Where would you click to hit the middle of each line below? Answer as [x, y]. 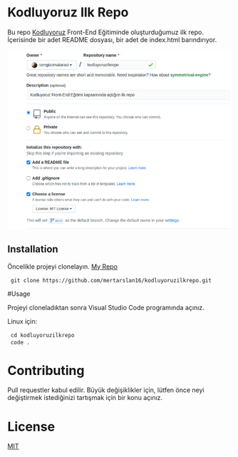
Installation [33, 249]
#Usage [19, 294]
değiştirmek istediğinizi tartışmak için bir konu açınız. [85, 398]
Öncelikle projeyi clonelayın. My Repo [62, 266]
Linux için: [22, 321]
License [31, 427]
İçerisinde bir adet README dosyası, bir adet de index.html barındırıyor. [112, 39]
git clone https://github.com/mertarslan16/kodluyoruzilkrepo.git [111, 280]
